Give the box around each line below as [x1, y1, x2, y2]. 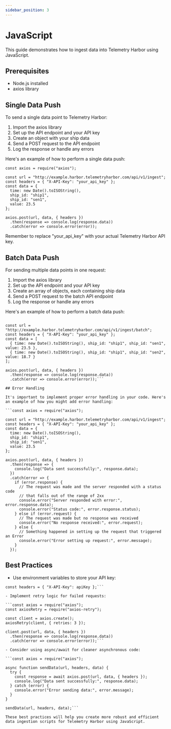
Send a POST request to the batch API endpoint [12, 293, 114, 299]
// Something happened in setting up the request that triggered [18, 529, 161, 534]
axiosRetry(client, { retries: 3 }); [5, 620, 86, 626]
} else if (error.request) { [14, 511, 77, 516]
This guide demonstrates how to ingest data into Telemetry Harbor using [5, 47, 159, 53]
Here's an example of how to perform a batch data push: [5, 308, 125, 315]
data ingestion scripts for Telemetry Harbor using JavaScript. [5, 719, 145, 724]
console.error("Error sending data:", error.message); [14, 688, 134, 693]
